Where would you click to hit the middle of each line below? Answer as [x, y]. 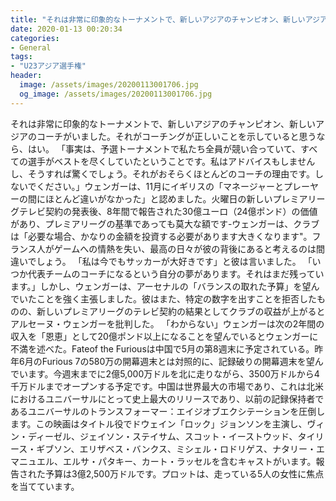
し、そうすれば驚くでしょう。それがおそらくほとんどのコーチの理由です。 [162, 173]
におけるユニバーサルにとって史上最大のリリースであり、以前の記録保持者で [167, 398]
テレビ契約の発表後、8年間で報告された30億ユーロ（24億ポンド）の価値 [168, 211]
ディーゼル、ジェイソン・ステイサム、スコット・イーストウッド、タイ [171, 436]
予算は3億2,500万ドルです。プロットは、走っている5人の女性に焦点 [184, 473]
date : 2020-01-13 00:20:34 [66, 29]
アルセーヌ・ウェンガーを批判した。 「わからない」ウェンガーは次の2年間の [167, 323]
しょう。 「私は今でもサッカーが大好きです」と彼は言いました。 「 [174, 261]
